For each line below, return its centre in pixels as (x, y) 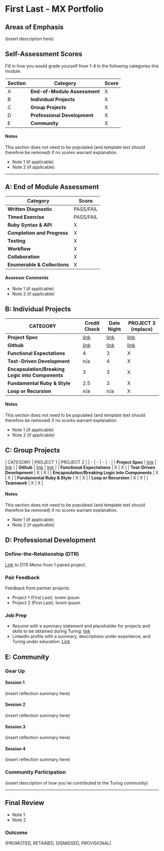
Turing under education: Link (41, 642)
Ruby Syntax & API (30, 225)
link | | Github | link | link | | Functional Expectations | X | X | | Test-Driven (80, 467)
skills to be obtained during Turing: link (51, 631)
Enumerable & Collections (38, 264)
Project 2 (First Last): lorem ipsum (46, 603)
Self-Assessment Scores (44, 54)
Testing (17, 240)
